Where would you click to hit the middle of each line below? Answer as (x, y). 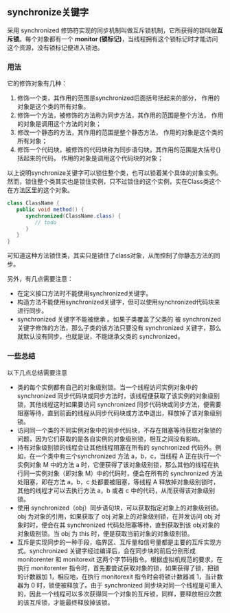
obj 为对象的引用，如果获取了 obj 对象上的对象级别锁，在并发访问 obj (115, 516)
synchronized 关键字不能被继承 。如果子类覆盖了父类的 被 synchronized (119, 320)
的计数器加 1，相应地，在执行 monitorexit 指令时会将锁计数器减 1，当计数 (120, 576)
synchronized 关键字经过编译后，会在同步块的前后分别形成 (112, 550)
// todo (46, 222)
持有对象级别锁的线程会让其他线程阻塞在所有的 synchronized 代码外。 (116, 447)
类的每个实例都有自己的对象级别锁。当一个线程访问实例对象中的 (107, 387)
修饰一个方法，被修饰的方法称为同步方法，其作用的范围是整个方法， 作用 (120, 115)
